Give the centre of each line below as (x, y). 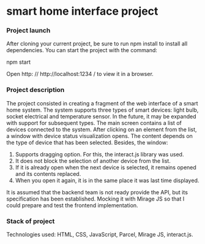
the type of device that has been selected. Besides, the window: (87, 142)
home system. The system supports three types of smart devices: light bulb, (102, 110)
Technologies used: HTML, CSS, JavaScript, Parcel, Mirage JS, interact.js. (100, 235)
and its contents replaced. (48, 173)
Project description (35, 90)
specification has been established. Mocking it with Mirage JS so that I (95, 199)
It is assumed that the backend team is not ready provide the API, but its (97, 192)
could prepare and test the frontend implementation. (73, 205)
